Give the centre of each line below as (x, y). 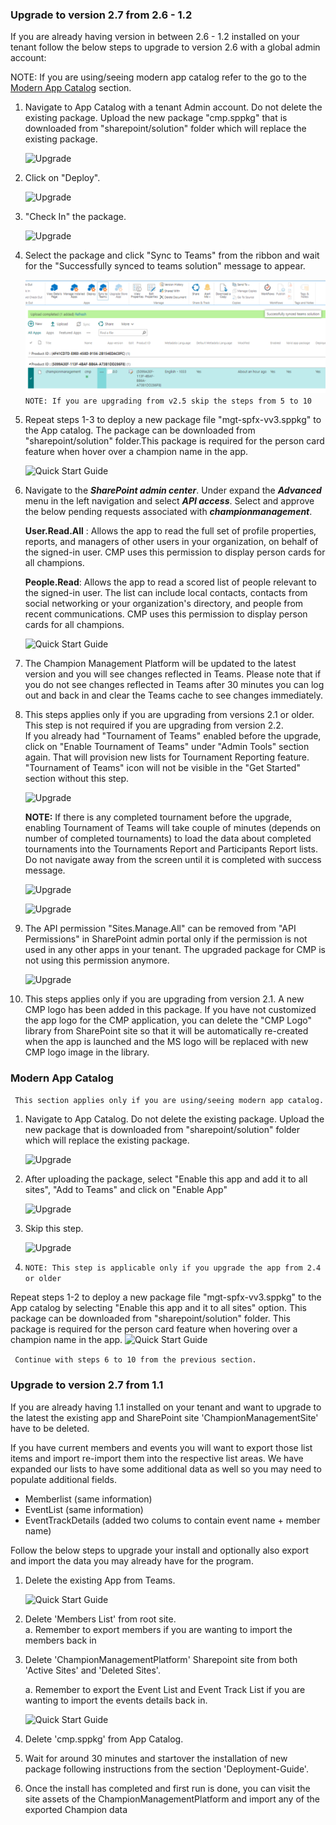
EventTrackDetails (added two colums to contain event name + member (172, 1520)
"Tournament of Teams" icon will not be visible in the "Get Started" (162, 768)
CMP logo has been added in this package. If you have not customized (170, 1010)
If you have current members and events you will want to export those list (161, 1447)
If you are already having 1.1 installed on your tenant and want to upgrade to (166, 1407)
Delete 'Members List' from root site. (100, 1619)
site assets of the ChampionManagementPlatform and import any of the (172, 1799)
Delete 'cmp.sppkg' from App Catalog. (104, 1739)
